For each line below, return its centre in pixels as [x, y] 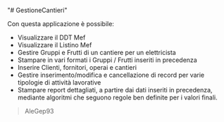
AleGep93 [39, 111]
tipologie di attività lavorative [59, 83]
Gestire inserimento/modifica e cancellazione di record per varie [111, 75]
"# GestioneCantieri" [37, 10]
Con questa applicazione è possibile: [61, 24]
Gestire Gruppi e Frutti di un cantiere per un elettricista [97, 53]
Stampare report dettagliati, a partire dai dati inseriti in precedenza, [115, 90]
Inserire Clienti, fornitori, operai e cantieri [77, 67]
